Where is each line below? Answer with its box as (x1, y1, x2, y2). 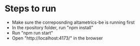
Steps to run (4, 3, 57, 14)
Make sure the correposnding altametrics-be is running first (11, 19, 135, 25)
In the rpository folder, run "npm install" (11, 24, 93, 30)
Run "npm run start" (11, 30, 53, 36)
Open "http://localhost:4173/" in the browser (11, 35, 103, 41)
